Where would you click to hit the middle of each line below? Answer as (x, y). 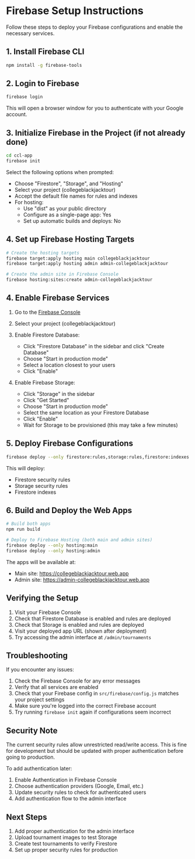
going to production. (31, 757)
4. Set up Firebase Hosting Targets (70, 240)
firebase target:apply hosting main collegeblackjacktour (78, 258)
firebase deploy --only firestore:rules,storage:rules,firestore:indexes (98, 457)
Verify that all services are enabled (56, 687)
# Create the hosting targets (43, 253)
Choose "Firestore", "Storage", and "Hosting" (69, 184)
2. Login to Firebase (43, 84)
